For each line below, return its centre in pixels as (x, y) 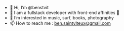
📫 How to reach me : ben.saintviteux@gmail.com (60, 23)
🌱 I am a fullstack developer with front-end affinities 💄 (64, 13)
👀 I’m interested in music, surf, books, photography (62, 18)
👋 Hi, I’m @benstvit (29, 8)
